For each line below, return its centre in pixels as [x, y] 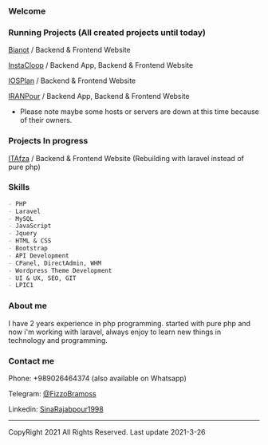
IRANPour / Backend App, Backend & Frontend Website [99, 96]
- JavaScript [30, 226]
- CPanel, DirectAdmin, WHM [55, 263]
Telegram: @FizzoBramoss [53, 393]
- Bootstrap [28, 249]
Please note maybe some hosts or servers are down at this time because [139, 112]
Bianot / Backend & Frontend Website [70, 50]
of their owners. [46, 120]
